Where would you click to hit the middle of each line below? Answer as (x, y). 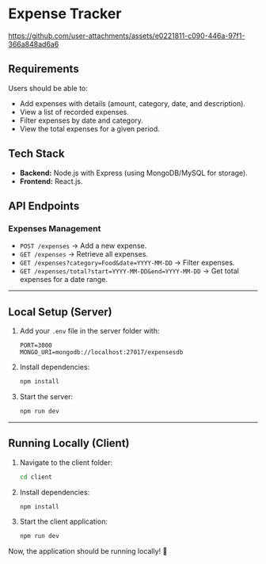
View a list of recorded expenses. (74, 112)
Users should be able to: (48, 88)
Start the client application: (64, 522)
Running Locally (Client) (69, 443)
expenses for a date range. (64, 280)
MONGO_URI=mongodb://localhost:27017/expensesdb (101, 352)
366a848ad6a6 (34, 44)
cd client (36, 477)
